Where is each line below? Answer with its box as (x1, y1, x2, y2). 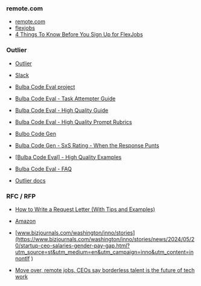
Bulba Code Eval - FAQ (14, 165, 72, 172)
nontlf (14, 255, 30, 262)
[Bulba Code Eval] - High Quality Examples (14, 153, 122, 161)
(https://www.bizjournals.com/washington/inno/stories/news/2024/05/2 (14, 235, 195, 242)
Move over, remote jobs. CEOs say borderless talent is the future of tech (14, 266, 195, 273)
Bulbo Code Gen (14, 130, 56, 137)
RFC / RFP (6, 192, 36, 200)
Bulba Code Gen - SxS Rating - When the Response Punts (14, 141, 159, 149)
